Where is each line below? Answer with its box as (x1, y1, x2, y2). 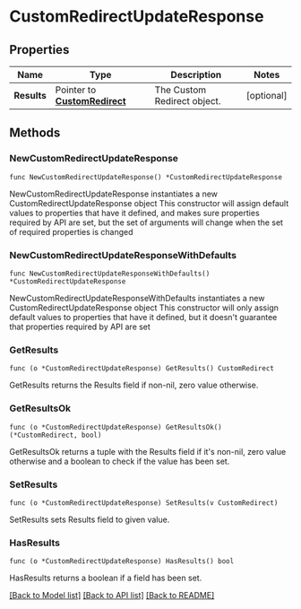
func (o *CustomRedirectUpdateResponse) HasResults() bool (9, 557, 235, 566)
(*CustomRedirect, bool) (9, 431, 102, 439)
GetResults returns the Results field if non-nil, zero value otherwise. (9, 379, 259, 391)
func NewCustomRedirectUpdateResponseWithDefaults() (9, 269, 211, 278)
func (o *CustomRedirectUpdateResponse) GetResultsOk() (9, 422, 222, 431)
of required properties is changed (9, 226, 133, 237)
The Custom (154, 83, 207, 96)
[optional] (245, 90, 288, 101)
